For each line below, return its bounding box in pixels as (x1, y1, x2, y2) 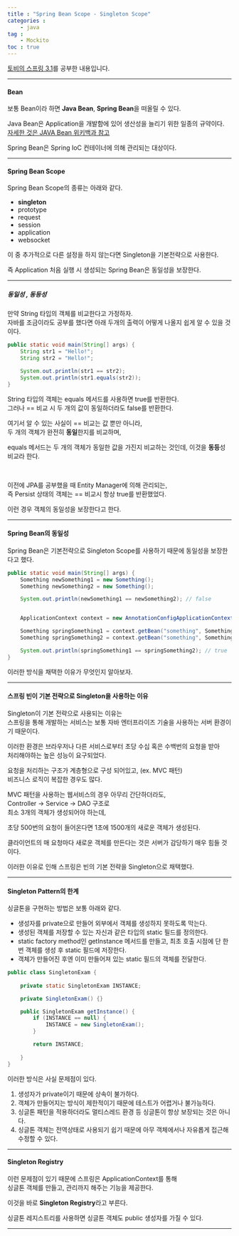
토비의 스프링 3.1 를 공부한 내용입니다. (7, 64, 110, 72)
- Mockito (20, 37, 50, 44)
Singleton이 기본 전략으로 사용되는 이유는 (7, 709, 122, 717)
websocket (17, 236, 51, 245)
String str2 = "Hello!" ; (20, 354, 94, 362)
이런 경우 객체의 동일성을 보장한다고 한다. (7, 504, 122, 514)
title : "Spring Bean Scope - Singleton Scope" (7, 10, 152, 18)
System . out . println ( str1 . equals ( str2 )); (20, 374, 142, 382)
